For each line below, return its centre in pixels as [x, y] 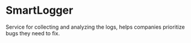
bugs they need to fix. [33, 33]
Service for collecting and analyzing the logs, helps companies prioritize [95, 27]
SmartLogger [39, 10]
